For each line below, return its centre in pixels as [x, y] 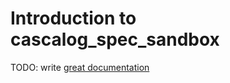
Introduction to [73, 18]
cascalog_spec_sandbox [115, 39]
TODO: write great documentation [80, 67]
